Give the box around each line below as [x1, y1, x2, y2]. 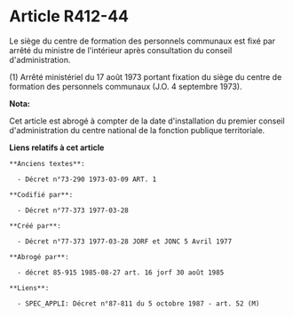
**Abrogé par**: [9, 252, 69, 261]
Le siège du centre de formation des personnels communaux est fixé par [9, 36, 275, 46]
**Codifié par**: [9, 190, 74, 199]
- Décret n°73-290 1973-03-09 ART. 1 [17, 175, 157, 184]
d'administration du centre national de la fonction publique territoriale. [9, 124, 265, 135]
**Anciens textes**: [9, 159, 86, 168]
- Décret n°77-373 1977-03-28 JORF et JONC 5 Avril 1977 [17, 237, 233, 246]
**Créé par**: [9, 221, 62, 230]
